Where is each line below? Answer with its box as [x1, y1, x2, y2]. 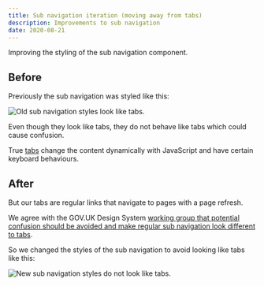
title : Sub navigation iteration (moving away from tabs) [8, 11, 203, 20]
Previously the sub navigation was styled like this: [8, 91, 169, 101]
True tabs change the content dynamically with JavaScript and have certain [8, 146, 254, 155]
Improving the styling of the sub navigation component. [8, 48, 188, 58]
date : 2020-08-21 [8, 26, 65, 34]
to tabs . [8, 230, 33, 239]
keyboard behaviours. [8, 154, 80, 164]
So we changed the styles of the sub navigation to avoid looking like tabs [8, 245, 246, 254]
